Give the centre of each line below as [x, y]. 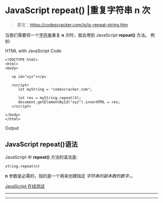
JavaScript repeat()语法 [41, 145]
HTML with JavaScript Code [33, 51]
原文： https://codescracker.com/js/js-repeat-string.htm [73, 25]
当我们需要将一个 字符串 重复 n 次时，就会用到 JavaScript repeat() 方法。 [77, 35]
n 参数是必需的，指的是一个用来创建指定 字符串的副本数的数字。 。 [70, 176]
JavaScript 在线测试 [25, 186]
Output [12, 128]
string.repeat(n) [23, 166]
